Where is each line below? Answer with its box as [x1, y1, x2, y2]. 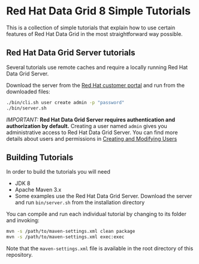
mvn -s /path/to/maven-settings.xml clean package [6, 229, 135, 235]
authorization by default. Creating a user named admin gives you [6, 122, 168, 129]
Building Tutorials [6, 152, 74, 162]
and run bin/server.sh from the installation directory [14, 199, 145, 206]
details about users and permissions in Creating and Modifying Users [6, 135, 177, 142]
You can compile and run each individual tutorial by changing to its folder [6, 211, 187, 218]
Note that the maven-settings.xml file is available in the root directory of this [6, 245, 194, 252]
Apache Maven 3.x [14, 186, 62, 193]
